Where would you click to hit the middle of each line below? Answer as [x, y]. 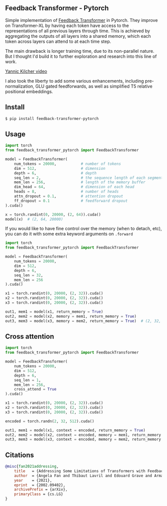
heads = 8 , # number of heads [67, 192]
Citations [20, 455]
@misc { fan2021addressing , [32, 467]
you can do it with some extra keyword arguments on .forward [69, 234]
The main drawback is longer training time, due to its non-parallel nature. [80, 51]
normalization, [20, 86]
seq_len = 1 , [28, 380]
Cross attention [30, 336]
